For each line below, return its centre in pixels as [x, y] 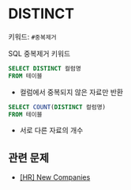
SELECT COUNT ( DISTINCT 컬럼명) [57, 107]
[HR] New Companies [55, 177]
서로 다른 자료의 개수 [51, 131]
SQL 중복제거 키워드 [39, 53]
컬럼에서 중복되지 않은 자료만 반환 [71, 92]
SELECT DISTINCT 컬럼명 [45, 68]
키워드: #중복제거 [32, 36]
